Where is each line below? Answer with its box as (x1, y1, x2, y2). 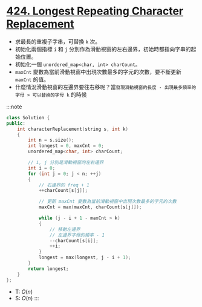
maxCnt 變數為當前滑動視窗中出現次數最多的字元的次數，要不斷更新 (15, 68, 181, 75)
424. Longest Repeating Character (6, 4, 184, 18)
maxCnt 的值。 (15, 76, 50, 83)
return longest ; (28, 265, 69, 272)
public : (6, 120, 26, 127)
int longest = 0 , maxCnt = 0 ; (28, 143, 104, 149)
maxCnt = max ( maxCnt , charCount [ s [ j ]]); (38, 204, 142, 210)
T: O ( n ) (15, 288, 33, 295)
